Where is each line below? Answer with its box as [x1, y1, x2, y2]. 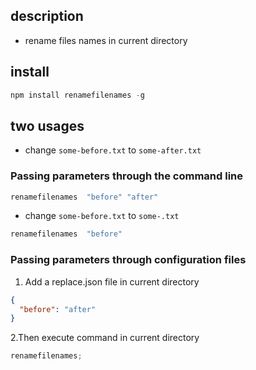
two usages [10, 117, 85, 134]
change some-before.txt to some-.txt [24, 210, 180, 222]
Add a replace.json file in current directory [24, 275, 200, 288]
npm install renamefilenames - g [10, 90, 145, 100]
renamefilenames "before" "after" [10, 192, 159, 202]
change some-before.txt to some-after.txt [24, 144, 202, 156]
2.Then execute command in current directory [10, 332, 200, 344]
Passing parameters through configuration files [10, 253, 247, 267]
